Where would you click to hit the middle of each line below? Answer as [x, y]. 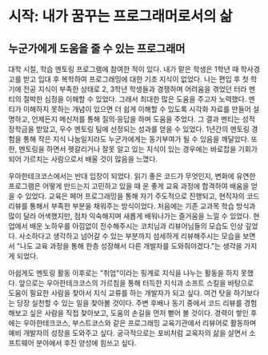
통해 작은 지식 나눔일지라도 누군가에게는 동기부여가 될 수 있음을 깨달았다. [136, 139]
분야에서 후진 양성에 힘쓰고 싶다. [86, 343]
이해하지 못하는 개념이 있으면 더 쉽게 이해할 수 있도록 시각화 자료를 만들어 [137, 109]
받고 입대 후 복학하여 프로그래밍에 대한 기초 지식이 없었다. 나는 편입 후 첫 [136, 79]
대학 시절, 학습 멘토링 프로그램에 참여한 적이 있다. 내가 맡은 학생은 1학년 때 [124, 69]
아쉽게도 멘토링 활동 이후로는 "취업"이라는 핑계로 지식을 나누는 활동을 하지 [124, 273]
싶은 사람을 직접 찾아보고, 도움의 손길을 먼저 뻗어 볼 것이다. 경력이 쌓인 [139, 313]
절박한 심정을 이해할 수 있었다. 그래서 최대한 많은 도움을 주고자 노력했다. [135, 99]
